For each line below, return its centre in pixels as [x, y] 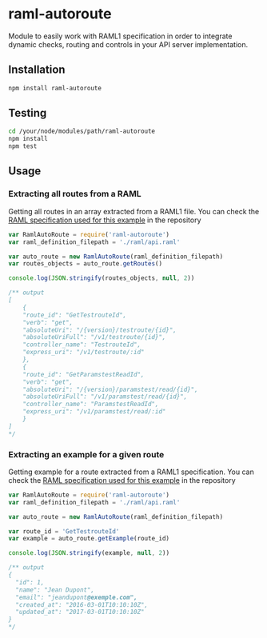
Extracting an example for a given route [86, 454]
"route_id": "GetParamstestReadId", [84, 374]
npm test [23, 146]
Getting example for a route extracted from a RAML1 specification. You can [131, 472]
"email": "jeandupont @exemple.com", [76, 597]
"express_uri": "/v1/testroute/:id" [84, 353]
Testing [28, 113]
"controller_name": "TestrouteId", [82, 345]
